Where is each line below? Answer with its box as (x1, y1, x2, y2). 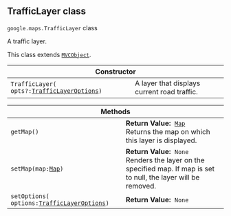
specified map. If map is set (125, 164, 215, 173)
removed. (125, 181, 157, 191)
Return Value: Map (125, 118, 186, 128)
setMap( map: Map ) (10, 164, 64, 173)
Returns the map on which (125, 127, 211, 136)
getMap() (10, 127, 39, 136)
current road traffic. (135, 87, 198, 96)
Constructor (95, 67, 136, 76)
